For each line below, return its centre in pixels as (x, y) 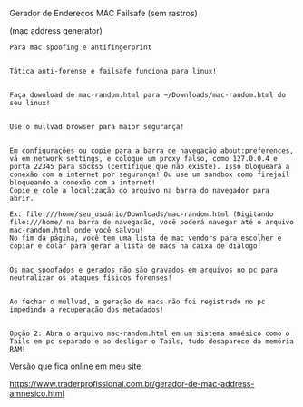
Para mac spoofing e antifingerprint (81, 47)
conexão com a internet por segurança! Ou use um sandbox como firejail (150, 174)
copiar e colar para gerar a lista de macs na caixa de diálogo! (135, 246)
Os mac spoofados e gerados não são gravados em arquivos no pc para (144, 270)
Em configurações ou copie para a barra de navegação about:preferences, (152, 151)
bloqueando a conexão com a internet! (83, 183)
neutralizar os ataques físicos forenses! (91, 278)
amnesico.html (37, 393)
